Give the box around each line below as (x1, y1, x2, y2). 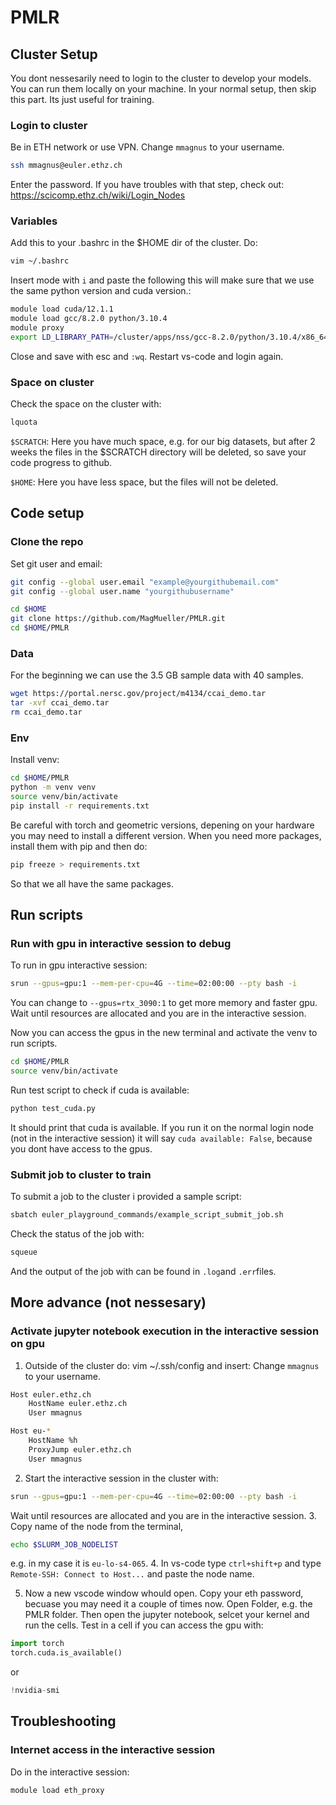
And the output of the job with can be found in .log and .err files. (10, 1265, 277, 1277)
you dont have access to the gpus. (10, 1142, 153, 1155)
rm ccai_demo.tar (10, 707, 83, 718)
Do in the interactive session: (10, 1766, 130, 1778)
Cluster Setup (10, 46, 98, 63)
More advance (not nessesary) (10, 1294, 207, 1311)
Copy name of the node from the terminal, (10, 1520, 184, 1532)
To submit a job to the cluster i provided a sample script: (10, 1191, 242, 1203)
